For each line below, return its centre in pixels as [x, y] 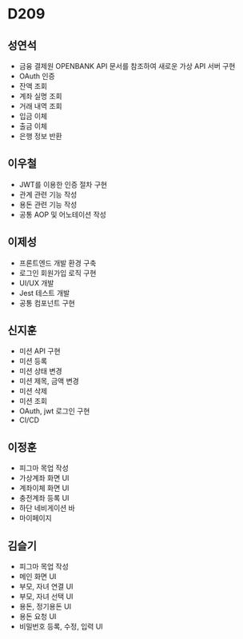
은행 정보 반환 [40, 136]
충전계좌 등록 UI [44, 498]
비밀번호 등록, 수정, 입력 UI [61, 627]
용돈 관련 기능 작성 [48, 204]
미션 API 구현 [40, 351]
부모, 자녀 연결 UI [46, 587]
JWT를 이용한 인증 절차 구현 [63, 184]
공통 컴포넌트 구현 [47, 303]
